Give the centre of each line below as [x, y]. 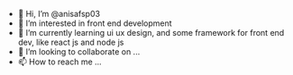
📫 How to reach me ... [60, 62]
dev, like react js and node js [71, 42]
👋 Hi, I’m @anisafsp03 [59, 14]
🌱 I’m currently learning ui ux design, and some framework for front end [151, 33]
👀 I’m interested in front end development [95, 23]
